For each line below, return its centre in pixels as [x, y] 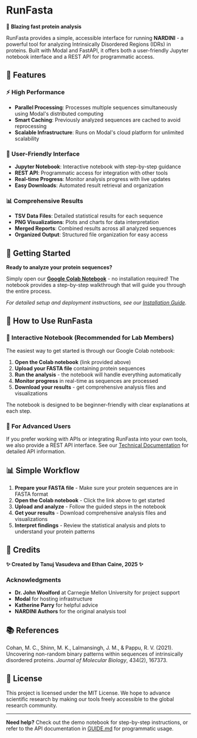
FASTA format [31, 494]
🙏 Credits [23, 550]
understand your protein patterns [55, 531]
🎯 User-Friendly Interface [43, 153]
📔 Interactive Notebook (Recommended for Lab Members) [90, 338]
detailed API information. [36, 452]
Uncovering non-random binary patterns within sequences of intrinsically [95, 654]
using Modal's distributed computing [59, 113]
